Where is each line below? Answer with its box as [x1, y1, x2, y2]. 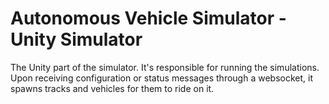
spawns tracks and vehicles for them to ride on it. [10, 82, 215, 94]
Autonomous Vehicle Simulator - [10, 7, 287, 30]
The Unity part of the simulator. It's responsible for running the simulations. [10, 61, 320, 73]
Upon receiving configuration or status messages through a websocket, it [10, 72, 313, 84]
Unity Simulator [10, 28, 143, 51]
